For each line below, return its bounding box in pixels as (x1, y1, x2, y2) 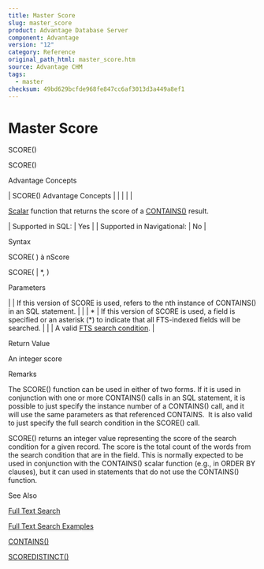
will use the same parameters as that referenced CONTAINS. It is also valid (8, 410, 253, 420)
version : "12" (8, 41, 55, 49)
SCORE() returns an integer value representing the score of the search (8, 434, 237, 443)
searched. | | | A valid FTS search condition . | (8, 323, 155, 333)
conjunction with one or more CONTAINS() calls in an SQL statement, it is (8, 393, 246, 403)
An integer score (8, 354, 63, 364)
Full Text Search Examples (8, 522, 95, 531)
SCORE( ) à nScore (8, 252, 70, 262)
